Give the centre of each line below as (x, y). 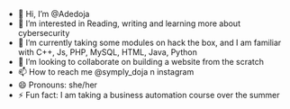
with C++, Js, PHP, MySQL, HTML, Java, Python (108, 52)
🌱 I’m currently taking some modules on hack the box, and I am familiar (150, 42)
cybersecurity (44, 33)
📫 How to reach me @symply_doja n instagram (106, 72)
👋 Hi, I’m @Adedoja (54, 14)
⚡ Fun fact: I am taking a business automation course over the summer (149, 95)
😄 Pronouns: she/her (57, 85)
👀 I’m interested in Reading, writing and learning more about (129, 23)
